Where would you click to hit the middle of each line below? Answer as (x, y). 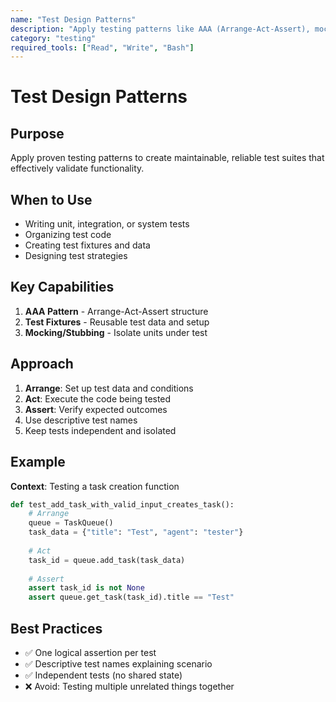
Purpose (37, 133)
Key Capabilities (62, 287)
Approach (42, 364)
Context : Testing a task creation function (95, 486)
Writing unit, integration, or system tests (107, 224)
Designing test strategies (76, 256)
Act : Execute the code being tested (98, 398)
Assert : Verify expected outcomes (96, 409)
